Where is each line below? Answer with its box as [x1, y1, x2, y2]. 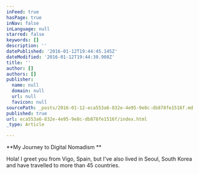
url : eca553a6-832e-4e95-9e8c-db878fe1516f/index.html [6, 116, 148, 122]
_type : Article [6, 122, 45, 128]
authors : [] [6, 71, 36, 77]
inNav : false [6, 20, 39, 26]
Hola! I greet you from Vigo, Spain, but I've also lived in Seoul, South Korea [6, 155, 192, 162]
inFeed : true [6, 8, 39, 15]
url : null [11, 93, 36, 99]
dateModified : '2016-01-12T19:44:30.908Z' [6, 54, 115, 60]
